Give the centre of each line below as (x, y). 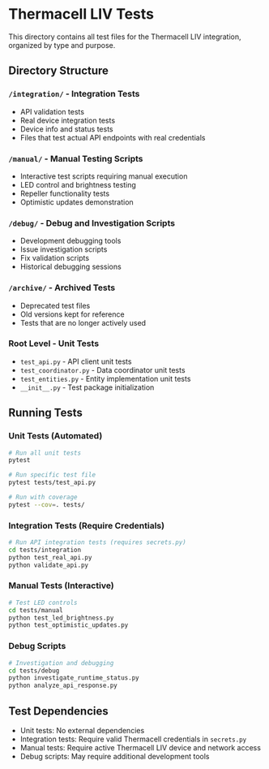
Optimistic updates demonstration (77, 202)
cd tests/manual (36, 610)
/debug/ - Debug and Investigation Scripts (92, 222)
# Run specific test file (52, 475)
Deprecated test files (55, 305)
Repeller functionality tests (65, 193)
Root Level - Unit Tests (54, 343)
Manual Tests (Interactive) (62, 585)
